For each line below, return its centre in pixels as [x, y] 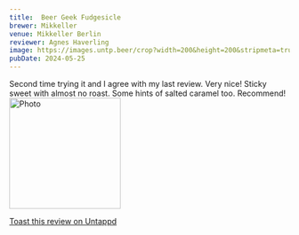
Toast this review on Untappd [63, 221]
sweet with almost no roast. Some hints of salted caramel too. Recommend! [148, 93]
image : [21, 51]
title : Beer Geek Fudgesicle [65, 17]
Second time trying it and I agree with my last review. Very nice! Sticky [138, 84]
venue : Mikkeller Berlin [55, 34]
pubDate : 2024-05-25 [48, 59]
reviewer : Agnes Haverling [59, 42]
